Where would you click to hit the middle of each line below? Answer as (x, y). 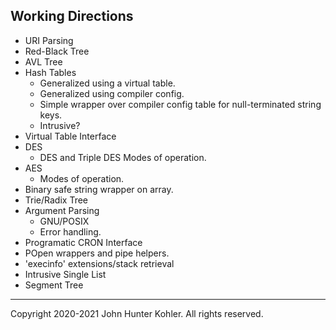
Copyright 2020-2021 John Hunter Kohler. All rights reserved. (137, 313)
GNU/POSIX (64, 221)
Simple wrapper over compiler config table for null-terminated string (180, 104)
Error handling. (70, 231)
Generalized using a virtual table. (107, 83)
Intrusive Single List (65, 274)
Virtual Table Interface (70, 136)
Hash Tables (50, 72)
